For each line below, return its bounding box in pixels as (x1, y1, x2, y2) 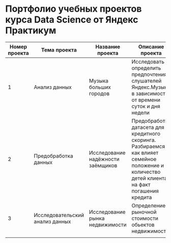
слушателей (131, 77, 162, 84)
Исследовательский (34, 211, 84, 219)
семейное (131, 155, 157, 163)
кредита (131, 194, 152, 201)
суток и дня (131, 102, 160, 110)
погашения (131, 187, 159, 194)
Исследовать (131, 58, 164, 65)
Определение (131, 202, 166, 209)
